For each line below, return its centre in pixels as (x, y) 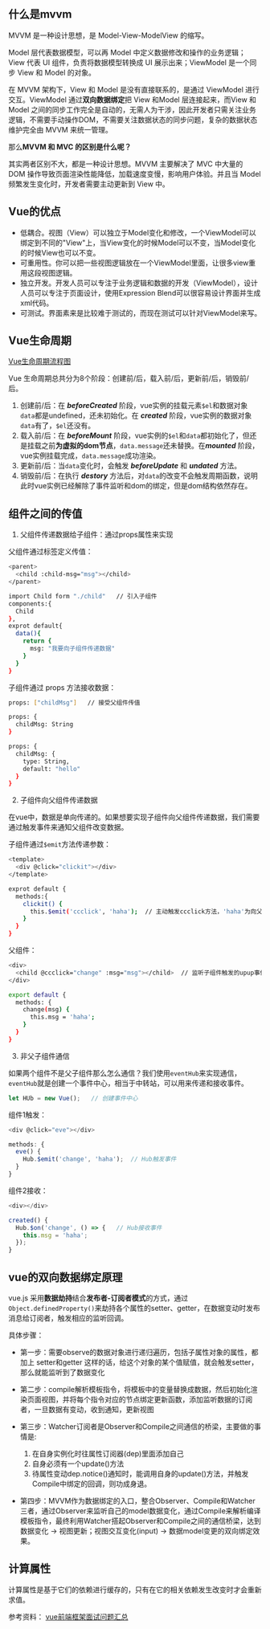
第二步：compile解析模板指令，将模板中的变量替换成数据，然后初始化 (135, 1389)
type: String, (46, 761)
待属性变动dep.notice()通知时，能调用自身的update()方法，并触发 (140, 1473)
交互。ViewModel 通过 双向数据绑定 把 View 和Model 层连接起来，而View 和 (133, 100)
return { (37, 641)
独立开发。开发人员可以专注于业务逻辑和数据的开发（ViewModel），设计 (139, 283)
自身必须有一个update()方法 (78, 1464)
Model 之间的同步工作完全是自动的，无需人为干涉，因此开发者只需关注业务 (133, 109)
